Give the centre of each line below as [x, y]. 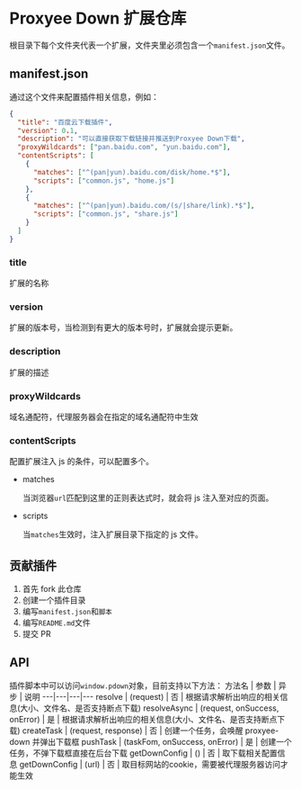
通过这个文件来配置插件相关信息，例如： [84, 96]
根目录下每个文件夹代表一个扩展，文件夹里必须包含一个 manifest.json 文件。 [150, 45]
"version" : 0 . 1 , [48, 130]
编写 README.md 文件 [57, 623]
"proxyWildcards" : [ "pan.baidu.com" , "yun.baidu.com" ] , [124, 148]
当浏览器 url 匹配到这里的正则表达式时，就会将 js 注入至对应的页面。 [148, 498]
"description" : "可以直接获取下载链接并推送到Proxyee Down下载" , [131, 139]
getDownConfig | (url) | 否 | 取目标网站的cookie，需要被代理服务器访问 [150, 764]
